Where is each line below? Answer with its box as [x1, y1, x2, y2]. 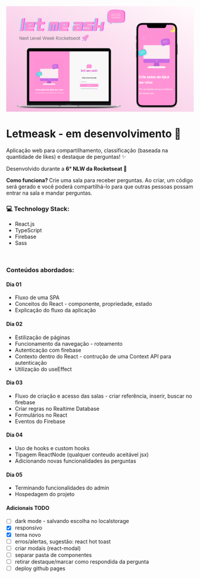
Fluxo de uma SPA [14, 294, 60, 301]
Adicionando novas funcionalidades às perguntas [14, 457, 136, 465]
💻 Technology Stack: [6, 204, 70, 213]
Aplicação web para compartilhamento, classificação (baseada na [6, 146, 168, 154]
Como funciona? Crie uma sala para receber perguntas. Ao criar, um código [6, 176, 193, 184]
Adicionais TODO [6, 504, 49, 511]
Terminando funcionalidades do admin [14, 484, 110, 491]
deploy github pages [14, 564, 65, 572]
